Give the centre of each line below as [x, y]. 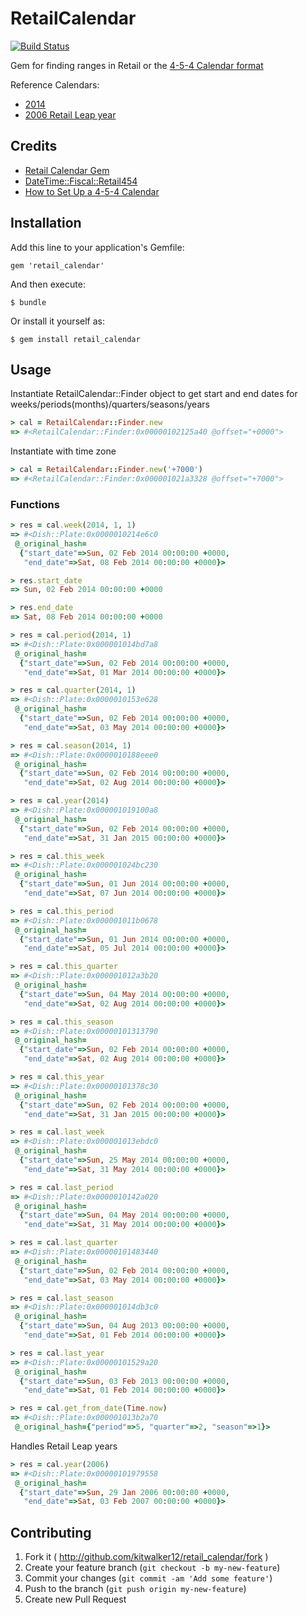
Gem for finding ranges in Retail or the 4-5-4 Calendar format [137, 65]
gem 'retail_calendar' [57, 265]
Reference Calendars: [55, 84]
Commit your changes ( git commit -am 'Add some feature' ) [148, 1578]
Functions [35, 504]
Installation [46, 223]
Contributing [51, 1532]
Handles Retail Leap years [64, 1446]
